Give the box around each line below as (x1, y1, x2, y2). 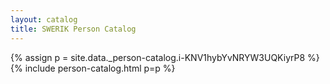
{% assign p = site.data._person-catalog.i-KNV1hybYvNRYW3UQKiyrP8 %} (10, 51, 320, 63)
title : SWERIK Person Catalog (10, 24, 137, 34)
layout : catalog (10, 14, 78, 25)
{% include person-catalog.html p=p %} (10, 62, 176, 74)
